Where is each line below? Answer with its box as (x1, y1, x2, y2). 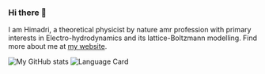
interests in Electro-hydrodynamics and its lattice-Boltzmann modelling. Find (8, 33, 258, 43)
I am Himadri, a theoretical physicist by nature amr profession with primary (8, 25, 252, 35)
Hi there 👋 (8, 7, 47, 18)
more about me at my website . (8, 42, 108, 51)
